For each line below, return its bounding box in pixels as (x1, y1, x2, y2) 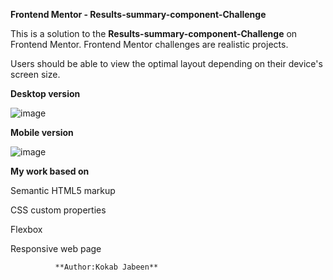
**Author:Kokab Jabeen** (54, 262, 159, 272)
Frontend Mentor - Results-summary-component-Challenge (10, 9, 267, 20)
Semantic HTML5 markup (10, 185, 116, 196)
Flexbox (10, 224, 43, 235)
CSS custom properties (10, 204, 107, 216)
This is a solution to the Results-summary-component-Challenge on (10, 28, 298, 39)
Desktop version (10, 88, 81, 99)
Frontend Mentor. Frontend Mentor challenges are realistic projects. (10, 39, 289, 50)
